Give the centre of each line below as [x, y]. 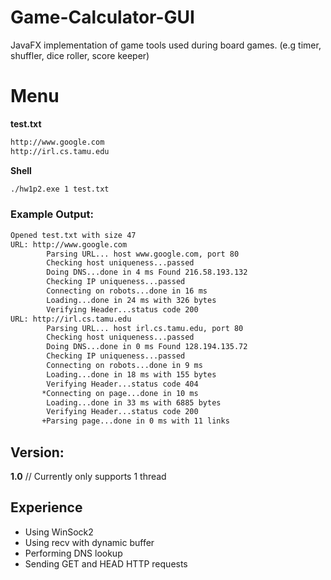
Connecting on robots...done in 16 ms [127, 291]
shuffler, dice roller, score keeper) [80, 55]
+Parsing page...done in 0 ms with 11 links [135, 421]
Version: [37, 452]
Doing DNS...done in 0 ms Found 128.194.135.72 [147, 347]
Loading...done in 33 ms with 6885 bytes [134, 402]
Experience [46, 507]
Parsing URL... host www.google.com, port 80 [143, 254]
